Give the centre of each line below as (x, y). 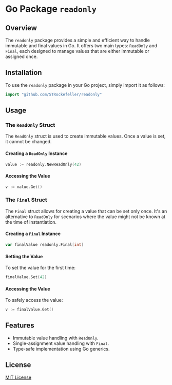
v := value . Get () (24, 187)
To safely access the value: (34, 300)
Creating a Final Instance (33, 234)
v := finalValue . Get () (30, 310)
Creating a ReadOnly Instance (36, 153)
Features (20, 326)
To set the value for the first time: (41, 268)
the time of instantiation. (31, 222)
